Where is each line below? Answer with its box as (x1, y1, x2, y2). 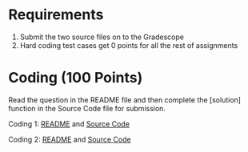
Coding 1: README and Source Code (8, 118, 130, 129)
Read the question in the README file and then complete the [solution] (8, 94, 242, 105)
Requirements (8, 6, 104, 24)
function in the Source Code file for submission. (8, 103, 166, 113)
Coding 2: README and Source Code (8, 134, 131, 144)
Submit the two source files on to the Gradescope (19, 32, 184, 42)
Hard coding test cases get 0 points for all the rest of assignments (19, 40, 238, 50)
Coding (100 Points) (8, 69, 143, 87)
